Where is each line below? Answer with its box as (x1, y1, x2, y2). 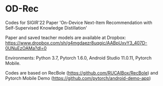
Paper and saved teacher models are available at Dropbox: (5, 34, 126, 40)
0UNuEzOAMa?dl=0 (5, 45, 47, 51)
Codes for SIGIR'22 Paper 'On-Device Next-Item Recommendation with (5, 19, 152, 25)
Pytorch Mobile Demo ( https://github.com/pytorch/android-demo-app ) (5, 75, 151, 81)
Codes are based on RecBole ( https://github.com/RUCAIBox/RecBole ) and (5, 69, 158, 75)
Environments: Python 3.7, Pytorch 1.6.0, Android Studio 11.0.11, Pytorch (5, 54, 152, 60)
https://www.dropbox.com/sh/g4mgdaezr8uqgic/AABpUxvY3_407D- (5, 39, 147, 45)
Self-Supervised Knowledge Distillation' (5, 24, 87, 30)
